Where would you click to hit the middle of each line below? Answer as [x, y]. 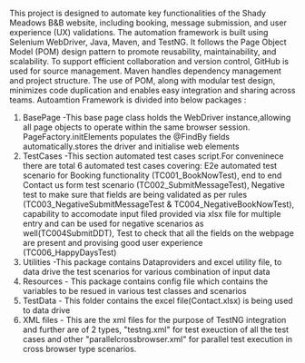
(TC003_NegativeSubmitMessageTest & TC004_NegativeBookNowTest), [158, 204]
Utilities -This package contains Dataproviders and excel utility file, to [152, 262]
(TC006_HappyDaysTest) [69, 252]
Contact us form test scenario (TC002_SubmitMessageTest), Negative [154, 185]
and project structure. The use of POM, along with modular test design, [143, 80]
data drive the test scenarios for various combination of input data [146, 272]
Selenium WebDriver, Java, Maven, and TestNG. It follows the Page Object [148, 42]
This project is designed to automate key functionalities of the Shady [138, 13]
